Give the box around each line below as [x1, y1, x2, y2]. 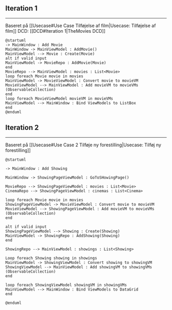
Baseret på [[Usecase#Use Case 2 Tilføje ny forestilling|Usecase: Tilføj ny [5, 142, 161, 148]
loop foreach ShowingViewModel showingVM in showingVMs [5, 282, 127, 287]
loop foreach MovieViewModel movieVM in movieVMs [5, 96, 114, 101]
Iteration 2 [5, 123, 39, 132]
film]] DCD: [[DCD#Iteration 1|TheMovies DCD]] [5, 28, 106, 34]
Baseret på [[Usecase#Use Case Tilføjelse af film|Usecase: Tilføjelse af [5, 23, 156, 29]
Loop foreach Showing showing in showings [5, 255, 97, 260]
